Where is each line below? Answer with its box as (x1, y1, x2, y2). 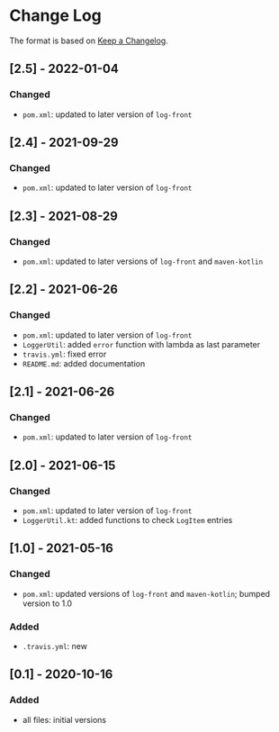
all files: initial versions (22, 714, 106, 725)
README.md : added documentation (22, 357, 146, 369)
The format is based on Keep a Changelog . (9, 35, 168, 46)
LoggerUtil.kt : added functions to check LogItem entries (22, 515, 233, 526)
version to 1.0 (22, 598, 73, 609)
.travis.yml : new (22, 641, 88, 652)
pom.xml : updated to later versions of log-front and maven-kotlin (22, 256, 264, 267)
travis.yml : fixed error (22, 348, 107, 359)
